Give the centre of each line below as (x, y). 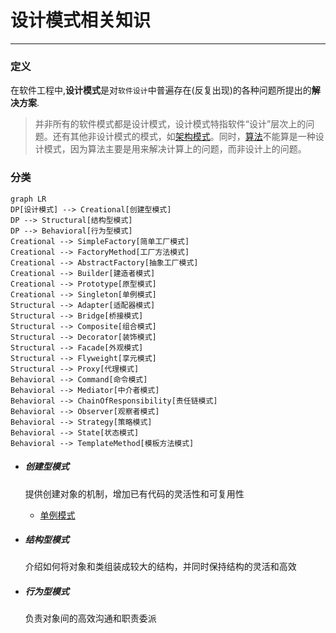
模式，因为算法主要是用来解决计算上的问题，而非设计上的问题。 (175, 149)
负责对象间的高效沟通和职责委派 (90, 618)
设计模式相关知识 (81, 20)
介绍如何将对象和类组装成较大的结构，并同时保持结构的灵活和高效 (160, 567)
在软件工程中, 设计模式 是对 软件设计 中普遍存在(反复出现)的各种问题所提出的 (161, 90)
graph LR (28, 199)
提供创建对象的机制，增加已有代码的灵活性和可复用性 (134, 493)
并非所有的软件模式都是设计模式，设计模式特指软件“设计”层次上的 (170, 124)
